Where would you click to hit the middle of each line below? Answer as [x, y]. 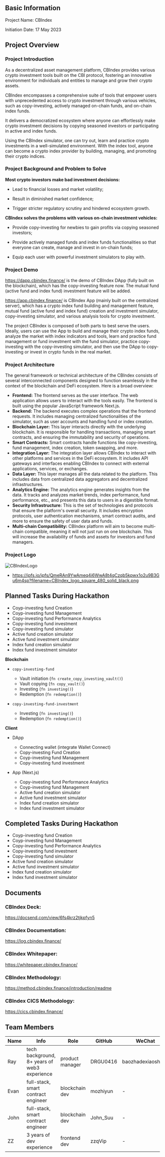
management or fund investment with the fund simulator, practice [71, 342]
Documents [23, 893]
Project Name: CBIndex [29, 20]
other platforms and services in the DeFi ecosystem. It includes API [80, 458]
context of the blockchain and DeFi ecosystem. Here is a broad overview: [79, 386]
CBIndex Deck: [23, 907]
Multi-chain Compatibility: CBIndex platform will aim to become [78, 526]
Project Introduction [29, 59]
